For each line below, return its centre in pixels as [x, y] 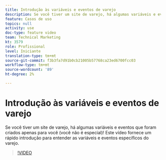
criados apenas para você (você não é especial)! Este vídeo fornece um [78, 132]
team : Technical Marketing [33, 38]
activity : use [20, 28]
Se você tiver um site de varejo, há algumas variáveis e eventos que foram [81, 127]
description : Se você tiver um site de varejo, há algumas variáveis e [80, 14]
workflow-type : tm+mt [27, 65]
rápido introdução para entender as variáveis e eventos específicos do [77, 138]
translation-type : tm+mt [31, 56]
